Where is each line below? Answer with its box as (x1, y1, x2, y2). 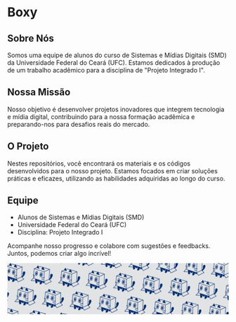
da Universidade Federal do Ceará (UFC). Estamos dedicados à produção (7, 58, 221, 67)
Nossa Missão (7, 86, 71, 99)
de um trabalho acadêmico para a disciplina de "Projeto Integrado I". (7, 66, 205, 74)
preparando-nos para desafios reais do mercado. (7, 120, 150, 128)
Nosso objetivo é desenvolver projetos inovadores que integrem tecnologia (7, 105, 225, 113)
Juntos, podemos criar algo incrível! (7, 249, 112, 258)
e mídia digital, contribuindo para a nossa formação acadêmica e (7, 112, 195, 120)
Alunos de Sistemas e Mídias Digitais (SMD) (17, 213, 145, 222)
